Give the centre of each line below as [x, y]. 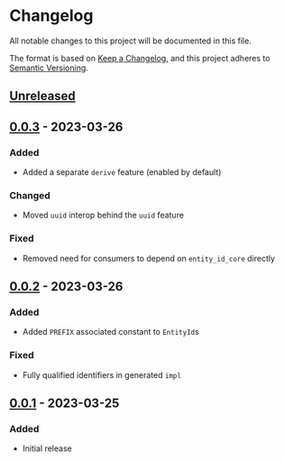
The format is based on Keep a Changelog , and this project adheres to [140, 58]
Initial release [47, 448]
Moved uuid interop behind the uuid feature [103, 215]
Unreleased [43, 96]
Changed [30, 195]
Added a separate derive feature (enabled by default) [122, 172]
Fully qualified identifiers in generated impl [102, 374]
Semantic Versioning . [49, 68]
